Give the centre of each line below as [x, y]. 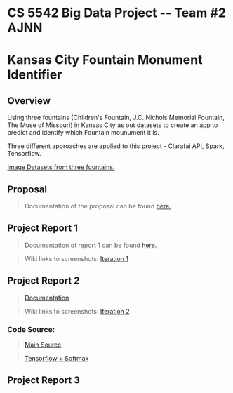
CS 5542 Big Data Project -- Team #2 [117, 13]
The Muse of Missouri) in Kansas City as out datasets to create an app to [113, 125]
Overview [29, 101]
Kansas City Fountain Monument [105, 60]
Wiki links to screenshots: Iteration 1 [76, 258]
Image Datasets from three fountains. [61, 167]
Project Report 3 [44, 380]
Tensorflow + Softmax [56, 358]
